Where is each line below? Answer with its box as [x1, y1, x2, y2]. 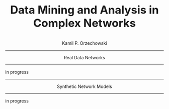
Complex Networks [33, 16, 136, 30]
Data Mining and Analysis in [10, 3, 159, 17]
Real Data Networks [63, 55, 106, 60]
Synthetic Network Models [57, 83, 112, 89]
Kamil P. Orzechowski [62, 40, 107, 46]
